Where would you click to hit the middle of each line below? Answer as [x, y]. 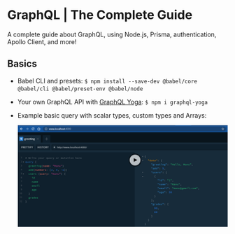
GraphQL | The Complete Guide [100, 15]
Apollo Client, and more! [42, 41]
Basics [22, 64]
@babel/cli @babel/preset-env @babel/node [80, 89]
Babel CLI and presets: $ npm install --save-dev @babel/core [107, 81]
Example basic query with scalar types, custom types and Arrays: [112, 115]
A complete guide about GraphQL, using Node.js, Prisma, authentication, [112, 34]
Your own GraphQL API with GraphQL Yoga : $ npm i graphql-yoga [113, 102]
